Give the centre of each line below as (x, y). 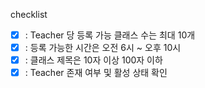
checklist (29, 14)
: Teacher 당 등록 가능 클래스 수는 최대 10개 (110, 35)
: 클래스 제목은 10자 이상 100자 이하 (93, 60)
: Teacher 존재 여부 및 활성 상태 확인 (96, 73)
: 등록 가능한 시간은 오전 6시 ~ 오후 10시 (103, 48)
